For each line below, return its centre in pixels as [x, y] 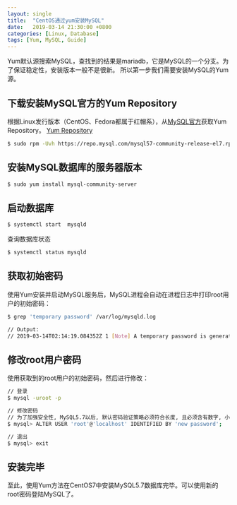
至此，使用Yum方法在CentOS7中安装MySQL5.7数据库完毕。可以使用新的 [113, 485]
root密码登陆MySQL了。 [42, 494]
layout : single [30, 14]
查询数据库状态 [29, 239]
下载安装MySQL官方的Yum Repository [92, 103]
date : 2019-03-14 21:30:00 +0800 [60, 27]
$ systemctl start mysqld [47, 225]
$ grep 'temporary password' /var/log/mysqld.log [82, 316]
